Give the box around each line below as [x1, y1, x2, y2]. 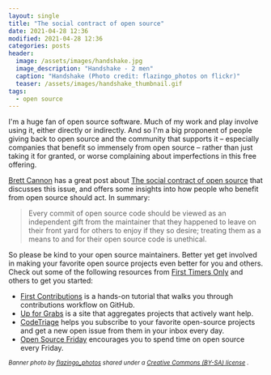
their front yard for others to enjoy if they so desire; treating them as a [28, 226, 261, 236]
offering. [8, 160, 37, 170]
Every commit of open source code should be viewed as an [28, 208, 227, 219]
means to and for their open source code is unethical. [28, 234, 207, 244]
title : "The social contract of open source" [8, 19, 164, 28]
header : [8, 49, 35, 58]
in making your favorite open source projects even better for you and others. [8, 258, 264, 268]
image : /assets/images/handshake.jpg [15, 58, 143, 66]
